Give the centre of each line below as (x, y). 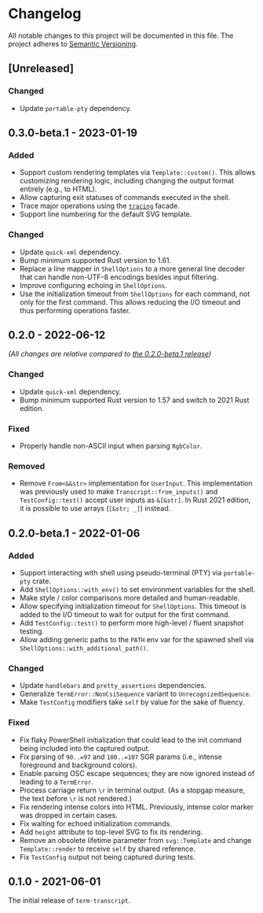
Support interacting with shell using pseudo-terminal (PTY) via (121, 573)
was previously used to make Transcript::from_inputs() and (119, 492)
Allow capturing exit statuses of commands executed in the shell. (125, 198)
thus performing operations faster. (75, 310)
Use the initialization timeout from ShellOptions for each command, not (135, 294)
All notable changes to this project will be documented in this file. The (121, 35)
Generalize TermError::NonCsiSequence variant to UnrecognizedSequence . (135, 694)
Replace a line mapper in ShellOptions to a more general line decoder (132, 268)
